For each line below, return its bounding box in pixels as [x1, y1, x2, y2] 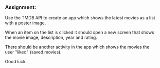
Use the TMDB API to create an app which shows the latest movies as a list [5, 15, 156, 21]
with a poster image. [5, 20, 46, 26]
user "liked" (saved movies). [5, 49, 62, 55]
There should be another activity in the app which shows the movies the [5, 44, 150, 50]
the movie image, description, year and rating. [5, 34, 97, 40]
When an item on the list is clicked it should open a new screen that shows [5, 30, 155, 35]
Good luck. [5, 59, 27, 65]
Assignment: [5, 4, 36, 11]
